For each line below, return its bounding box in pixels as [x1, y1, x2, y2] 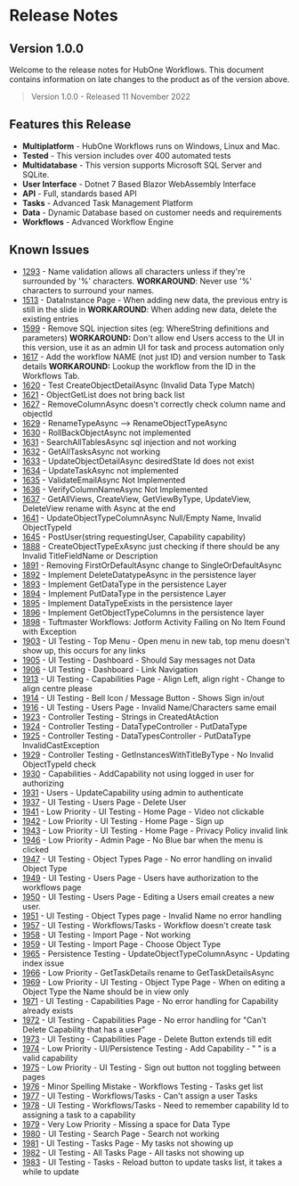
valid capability [21, 1052, 78, 1063]
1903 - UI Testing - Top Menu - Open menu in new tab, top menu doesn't [21, 635, 290, 647]
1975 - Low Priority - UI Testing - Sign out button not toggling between [21, 1062, 281, 1073]
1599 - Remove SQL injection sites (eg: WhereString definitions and [21, 323, 270, 334]
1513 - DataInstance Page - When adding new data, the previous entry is [21, 294, 288, 305]
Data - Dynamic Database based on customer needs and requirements [21, 207, 282, 218]
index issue [21, 958, 65, 968]
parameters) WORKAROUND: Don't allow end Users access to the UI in [21, 332, 285, 343]
